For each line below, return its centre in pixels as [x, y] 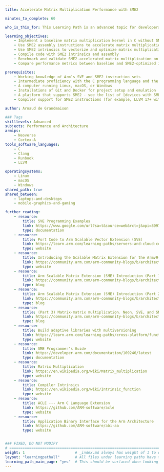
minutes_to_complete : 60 [30, 18]
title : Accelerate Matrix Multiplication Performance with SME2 [72, 10]
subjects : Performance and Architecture [47, 126]
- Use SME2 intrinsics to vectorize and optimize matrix [73, 50]
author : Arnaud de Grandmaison [37, 108]
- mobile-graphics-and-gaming [45, 203]
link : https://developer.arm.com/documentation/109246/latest [87, 353]
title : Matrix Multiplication [53, 367]
